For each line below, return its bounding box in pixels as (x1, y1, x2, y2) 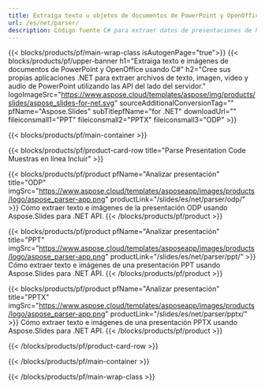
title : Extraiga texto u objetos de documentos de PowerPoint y (8, 11, 224, 20)
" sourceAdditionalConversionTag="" (114, 98, 234, 108)
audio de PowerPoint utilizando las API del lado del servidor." (8, 81, 207, 91)
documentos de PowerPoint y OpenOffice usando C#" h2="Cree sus (8, 65, 231, 74)
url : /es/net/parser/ (8, 19, 80, 27)
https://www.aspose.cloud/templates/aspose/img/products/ (61, 90, 256, 100)
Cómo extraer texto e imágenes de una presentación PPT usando (8, 260, 221, 270)
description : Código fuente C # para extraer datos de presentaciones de (8, 26, 252, 34)
